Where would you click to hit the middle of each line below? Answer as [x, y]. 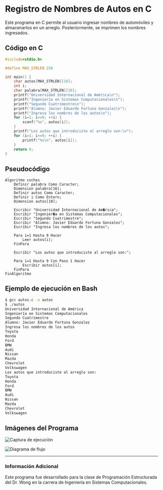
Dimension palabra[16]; [38, 189]
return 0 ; [24, 149]
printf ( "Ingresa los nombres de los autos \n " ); [63, 113]
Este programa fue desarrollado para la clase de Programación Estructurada [81, 477]
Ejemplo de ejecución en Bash [51, 289]
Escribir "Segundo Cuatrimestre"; [49, 218]
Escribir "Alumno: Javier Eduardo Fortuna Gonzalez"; [69, 223]
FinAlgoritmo [18, 274]
